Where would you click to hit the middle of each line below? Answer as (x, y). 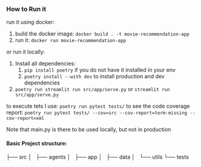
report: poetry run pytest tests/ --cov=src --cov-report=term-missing (97, 113)
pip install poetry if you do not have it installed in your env (100, 70)
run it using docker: (31, 22)
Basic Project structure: (37, 143)
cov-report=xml (25, 118)
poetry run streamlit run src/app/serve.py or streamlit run (92, 89)
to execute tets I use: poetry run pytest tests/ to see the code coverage (98, 106)
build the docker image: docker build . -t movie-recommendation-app (102, 34)
